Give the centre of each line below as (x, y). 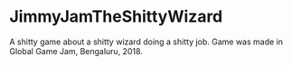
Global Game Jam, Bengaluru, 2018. (76, 51)
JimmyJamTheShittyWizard (116, 17)
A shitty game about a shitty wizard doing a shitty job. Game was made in (146, 42)
